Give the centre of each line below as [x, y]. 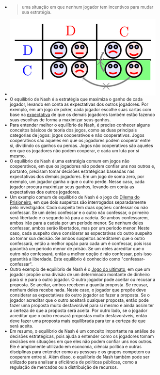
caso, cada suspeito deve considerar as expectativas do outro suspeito [81, 233]
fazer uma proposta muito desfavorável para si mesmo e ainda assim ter [82, 305]
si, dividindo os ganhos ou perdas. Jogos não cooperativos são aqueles [81, 146]
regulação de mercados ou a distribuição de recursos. [64, 367]
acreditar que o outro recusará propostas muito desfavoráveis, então [78, 315]
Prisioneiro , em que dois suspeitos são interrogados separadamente [78, 202]
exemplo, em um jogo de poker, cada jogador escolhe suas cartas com [80, 109]
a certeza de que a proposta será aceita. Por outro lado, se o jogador [79, 310]
